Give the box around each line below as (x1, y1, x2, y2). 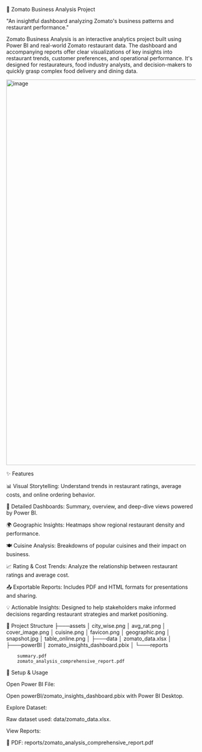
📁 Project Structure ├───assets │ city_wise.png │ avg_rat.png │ (6, 622, 167, 629)
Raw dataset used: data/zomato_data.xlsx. (6, 716, 111, 722)
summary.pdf (17, 653, 47, 659)
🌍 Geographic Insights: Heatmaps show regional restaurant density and (6, 521, 185, 528)
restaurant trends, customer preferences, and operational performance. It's (6, 55, 193, 61)
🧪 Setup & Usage (6, 669, 49, 676)
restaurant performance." (6, 24, 69, 31)
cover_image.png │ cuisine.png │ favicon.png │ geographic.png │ (6, 628, 170, 636)
